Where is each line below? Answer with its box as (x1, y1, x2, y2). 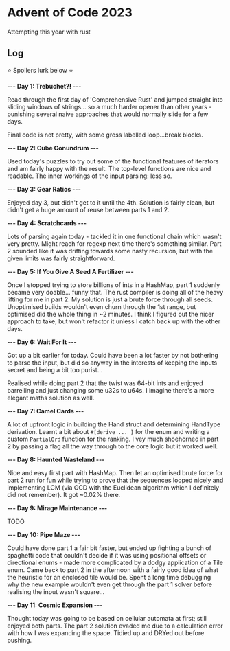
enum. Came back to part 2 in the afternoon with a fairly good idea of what (7, 565, 218, 574)
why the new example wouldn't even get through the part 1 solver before (7, 580, 213, 589)
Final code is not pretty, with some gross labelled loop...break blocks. (7, 130, 204, 139)
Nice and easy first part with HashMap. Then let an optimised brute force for (7, 468, 223, 477)
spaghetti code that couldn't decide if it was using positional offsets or (7, 551, 207, 559)
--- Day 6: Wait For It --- (7, 338, 77, 346)
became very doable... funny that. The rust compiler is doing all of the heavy (7, 288, 224, 296)
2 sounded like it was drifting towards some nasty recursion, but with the (7, 247, 214, 255)
